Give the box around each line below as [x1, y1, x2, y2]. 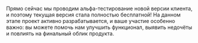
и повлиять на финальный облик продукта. [6, 30, 114, 37]
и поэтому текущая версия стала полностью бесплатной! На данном [6, 11, 181, 18]
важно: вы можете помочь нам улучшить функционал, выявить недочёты [6, 24, 193, 31]
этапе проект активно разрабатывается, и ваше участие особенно [6, 18, 176, 24]
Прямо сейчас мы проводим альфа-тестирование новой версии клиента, [6, 5, 193, 12]
